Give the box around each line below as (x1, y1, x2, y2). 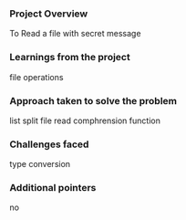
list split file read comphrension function (9, 115, 161, 126)
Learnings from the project (9, 51, 130, 64)
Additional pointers (9, 182, 97, 194)
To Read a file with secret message (9, 28, 141, 39)
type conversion (9, 159, 71, 170)
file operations (9, 71, 64, 82)
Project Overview (9, 7, 88, 20)
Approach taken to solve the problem (9, 94, 178, 107)
